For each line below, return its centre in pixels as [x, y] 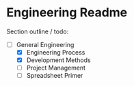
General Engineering [45, 44]
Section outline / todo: [38, 31]
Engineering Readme [67, 13]
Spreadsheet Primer [55, 76]
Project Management [56, 68]
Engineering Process [56, 52]
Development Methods [58, 60]
